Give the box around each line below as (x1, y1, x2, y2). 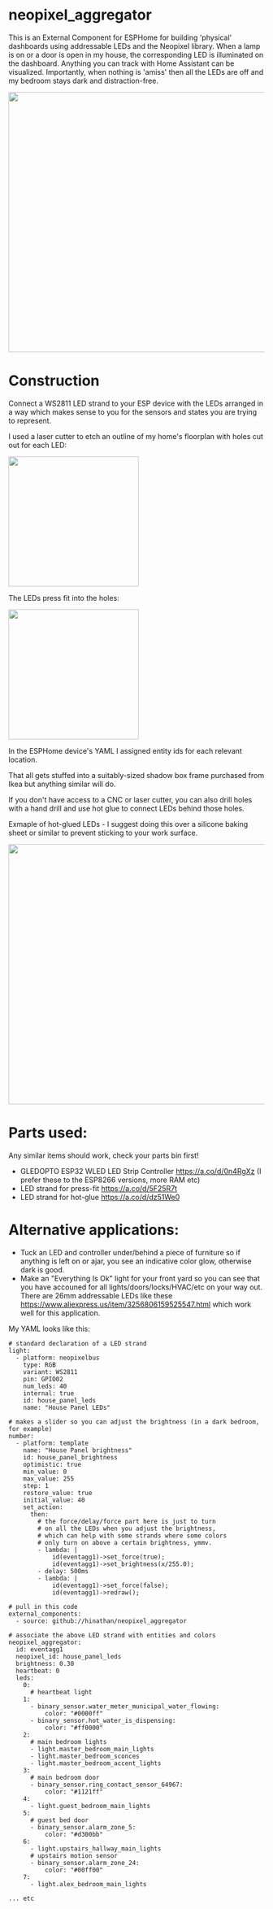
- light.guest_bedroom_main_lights (29, 1802, 151, 1810)
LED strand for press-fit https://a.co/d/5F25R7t (19, 1183, 177, 1193)
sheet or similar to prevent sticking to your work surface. (8, 828, 198, 837)
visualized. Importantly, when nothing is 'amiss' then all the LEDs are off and (8, 67, 264, 76)
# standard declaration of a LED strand (8, 1339, 148, 1347)
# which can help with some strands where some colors (37, 1531, 227, 1540)
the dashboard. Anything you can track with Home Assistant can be (8, 59, 235, 68)
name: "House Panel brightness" (23, 1446, 132, 1455)
